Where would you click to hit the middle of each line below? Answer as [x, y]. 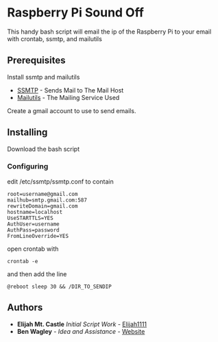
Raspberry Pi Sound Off [75, 13]
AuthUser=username [33, 224]
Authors [25, 307]
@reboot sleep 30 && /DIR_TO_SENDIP [59, 286]
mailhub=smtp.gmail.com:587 [47, 200]
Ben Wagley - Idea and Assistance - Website [81, 331]
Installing [27, 133]
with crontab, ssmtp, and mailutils [55, 38]
